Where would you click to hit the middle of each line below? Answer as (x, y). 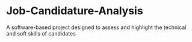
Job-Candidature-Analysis (75, 11)
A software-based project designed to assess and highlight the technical (96, 27)
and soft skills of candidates (41, 33)
